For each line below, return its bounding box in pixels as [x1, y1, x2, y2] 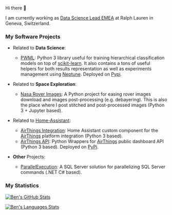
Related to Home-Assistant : [12, 117, 71, 123]
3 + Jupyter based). [20, 107, 63, 114]
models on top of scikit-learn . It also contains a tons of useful [20, 60, 150, 66]
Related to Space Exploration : [12, 81, 77, 87]
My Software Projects [5, 33, 61, 40]
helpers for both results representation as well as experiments [20, 66, 152, 72]
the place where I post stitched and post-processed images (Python [20, 102, 165, 108]
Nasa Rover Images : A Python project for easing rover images [20, 91, 151, 97]
